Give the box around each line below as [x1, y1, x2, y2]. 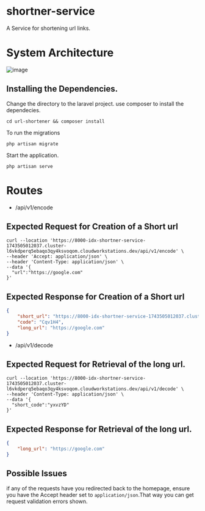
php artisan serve [6, 163, 53, 169]
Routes [6, 183, 43, 197]
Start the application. [6, 151, 59, 159]
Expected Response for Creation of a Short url [6, 291, 185, 302]
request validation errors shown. [6, 498, 88, 505]
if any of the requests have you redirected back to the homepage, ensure [6, 484, 190, 492]
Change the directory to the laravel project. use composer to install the [6, 100, 184, 107]
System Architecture [6, 46, 114, 60]
